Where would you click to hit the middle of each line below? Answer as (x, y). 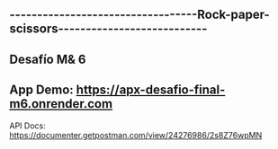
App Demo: (41, 90)
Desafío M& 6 (48, 59)
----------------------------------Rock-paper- (139, 15)
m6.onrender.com (61, 104)
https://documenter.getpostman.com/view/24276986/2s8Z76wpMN (136, 135)
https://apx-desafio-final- (151, 90)
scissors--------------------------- (108, 29)
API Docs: (28, 126)
